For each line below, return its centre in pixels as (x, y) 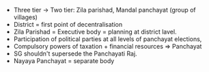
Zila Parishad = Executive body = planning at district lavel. (95, 32)
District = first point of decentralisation (68, 24)
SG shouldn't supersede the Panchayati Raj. (75, 53)
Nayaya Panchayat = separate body (64, 61)
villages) (25, 17)
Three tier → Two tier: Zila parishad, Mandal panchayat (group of (104, 10)
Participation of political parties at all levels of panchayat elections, (108, 39)
